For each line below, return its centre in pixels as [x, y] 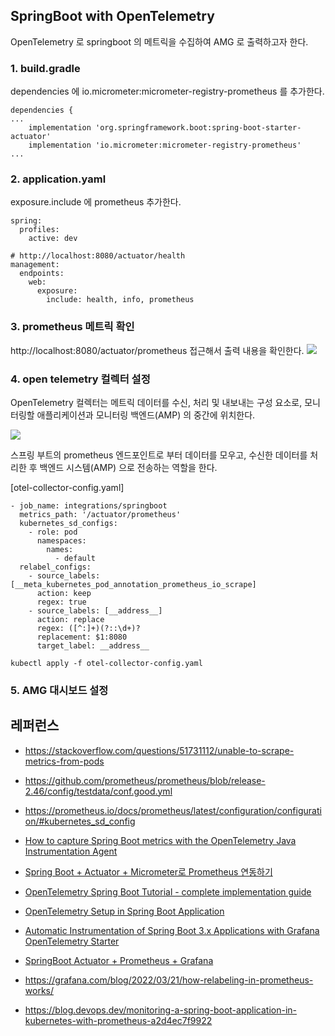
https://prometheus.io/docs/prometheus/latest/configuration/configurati [173, 810]
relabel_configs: [55, 567]
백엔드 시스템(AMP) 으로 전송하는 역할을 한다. [128, 467]
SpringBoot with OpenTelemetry [112, 16]
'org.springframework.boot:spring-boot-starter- [198, 128]
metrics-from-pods [64, 761]
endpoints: [42, 274]
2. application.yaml [58, 179]
